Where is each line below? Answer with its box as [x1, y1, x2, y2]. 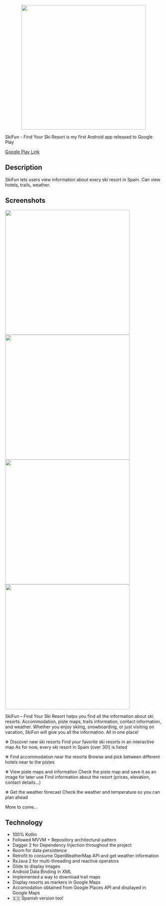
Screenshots [5, 196, 46, 205]
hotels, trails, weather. [5, 182, 51, 188]
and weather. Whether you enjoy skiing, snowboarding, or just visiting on [5, 724, 155, 730]
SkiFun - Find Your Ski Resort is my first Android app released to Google [5, 134, 153, 140]
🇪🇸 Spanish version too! [12, 895, 64, 901]
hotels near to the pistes [5, 759, 55, 765]
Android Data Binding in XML [12, 869, 72, 875]
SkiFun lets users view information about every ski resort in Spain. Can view [5, 176, 161, 182]
